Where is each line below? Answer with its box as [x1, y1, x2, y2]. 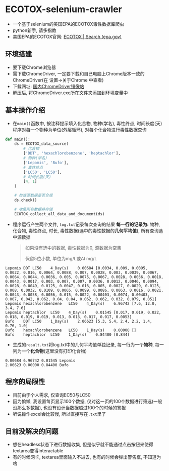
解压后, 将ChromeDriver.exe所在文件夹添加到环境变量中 [12, 90, 128, 96]
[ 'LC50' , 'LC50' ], [23, 170, 62, 175]
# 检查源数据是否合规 [14, 193, 53, 198]
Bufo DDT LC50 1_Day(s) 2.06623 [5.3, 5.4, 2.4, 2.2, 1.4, [5, 319, 152, 324]
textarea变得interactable [12, 448, 64, 454]
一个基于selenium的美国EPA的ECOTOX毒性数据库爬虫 [12, 21, 125, 27]
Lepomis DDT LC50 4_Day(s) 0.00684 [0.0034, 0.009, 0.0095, [5, 265, 148, 270]
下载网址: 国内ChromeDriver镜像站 [12, 83, 85, 89]
